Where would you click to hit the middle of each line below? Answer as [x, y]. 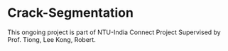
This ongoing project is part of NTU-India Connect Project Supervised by [114, 32]
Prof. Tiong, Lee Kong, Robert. [51, 39]
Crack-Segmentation [70, 13]
